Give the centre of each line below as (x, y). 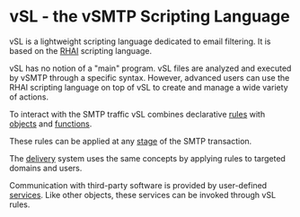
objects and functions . (51, 124)
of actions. (29, 97)
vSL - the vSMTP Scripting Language (150, 17)
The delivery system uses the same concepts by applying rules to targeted (147, 158)
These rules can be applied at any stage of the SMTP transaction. (131, 141)
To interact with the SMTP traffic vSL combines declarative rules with (137, 114)
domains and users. (46, 168)
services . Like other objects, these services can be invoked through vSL (143, 195)
